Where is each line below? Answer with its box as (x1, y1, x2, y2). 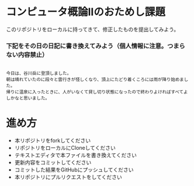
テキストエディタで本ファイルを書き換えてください (14, 151, 137, 159)
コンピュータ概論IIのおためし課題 (6, 5, 165, 19)
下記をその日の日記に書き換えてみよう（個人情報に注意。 (6, 42, 168, 50)
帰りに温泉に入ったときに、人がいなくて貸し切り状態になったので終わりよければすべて (6, 89, 184, 95)
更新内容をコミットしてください (14, 159, 92, 166)
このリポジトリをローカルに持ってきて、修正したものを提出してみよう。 (6, 26, 179, 33)
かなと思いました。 (10, 95, 50, 101)
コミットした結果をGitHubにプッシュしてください (14, 166, 134, 173)
